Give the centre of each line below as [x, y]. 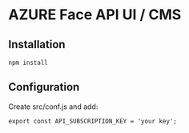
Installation [37, 44]
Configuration [44, 87]
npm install [28, 62]
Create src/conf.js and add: [53, 107]
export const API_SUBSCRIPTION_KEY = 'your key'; [93, 121]
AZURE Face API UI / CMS [95, 15]
